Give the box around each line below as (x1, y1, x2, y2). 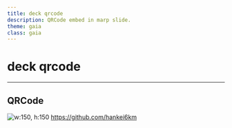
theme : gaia (7, 23, 41, 30)
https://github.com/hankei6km (50, 113, 137, 121)
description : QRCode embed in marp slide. (7, 17, 131, 23)
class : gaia (7, 29, 41, 36)
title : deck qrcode (7, 10, 64, 17)
